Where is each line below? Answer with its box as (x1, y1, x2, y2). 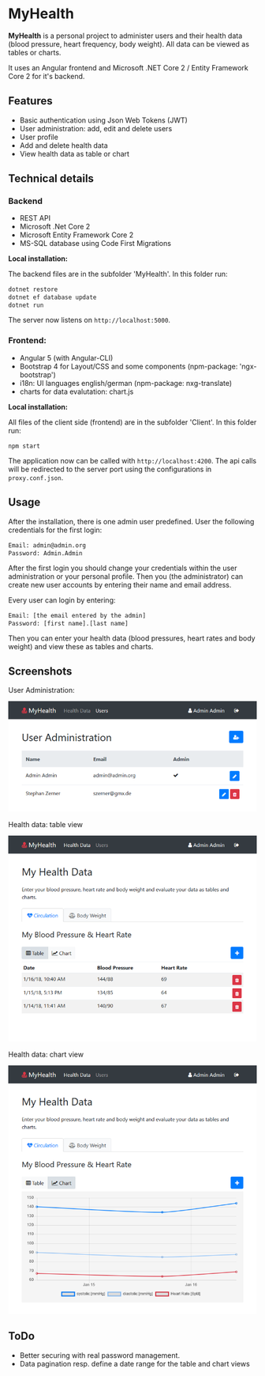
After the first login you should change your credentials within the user (8, 563, 237, 573)
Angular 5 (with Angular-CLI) (19, 353, 114, 362)
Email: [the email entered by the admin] (8, 611, 147, 619)
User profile (19, 132, 59, 142)
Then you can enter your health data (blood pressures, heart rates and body (8, 633, 256, 643)
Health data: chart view (8, 1049, 84, 1060)
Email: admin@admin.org (8, 541, 87, 550)
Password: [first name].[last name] (8, 619, 129, 627)
